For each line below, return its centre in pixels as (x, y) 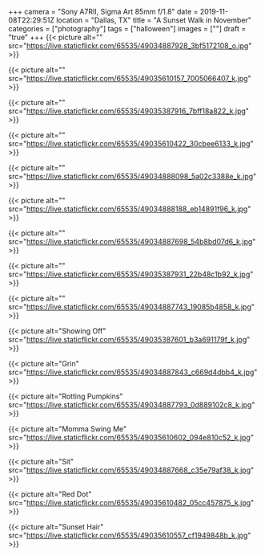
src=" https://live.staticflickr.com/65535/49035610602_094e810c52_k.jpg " (131, 437)
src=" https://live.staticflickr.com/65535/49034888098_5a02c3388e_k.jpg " (132, 176)
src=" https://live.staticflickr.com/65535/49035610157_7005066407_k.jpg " (130, 78)
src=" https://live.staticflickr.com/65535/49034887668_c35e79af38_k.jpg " (131, 470)
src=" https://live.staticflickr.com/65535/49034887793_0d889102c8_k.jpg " (132, 405)
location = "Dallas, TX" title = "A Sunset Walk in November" (154, 20)
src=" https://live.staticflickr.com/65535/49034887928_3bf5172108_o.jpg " (130, 46)
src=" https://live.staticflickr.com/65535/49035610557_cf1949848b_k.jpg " (130, 535)
